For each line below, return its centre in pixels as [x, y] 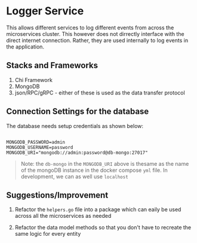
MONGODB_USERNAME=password [40, 147]
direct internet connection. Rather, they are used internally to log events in [97, 40]
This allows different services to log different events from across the [90, 28]
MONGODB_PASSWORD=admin [36, 142]
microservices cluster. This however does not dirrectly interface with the [95, 34]
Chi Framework [33, 80]
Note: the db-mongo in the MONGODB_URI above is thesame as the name [105, 163]
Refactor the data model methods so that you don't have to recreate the [103, 227]
